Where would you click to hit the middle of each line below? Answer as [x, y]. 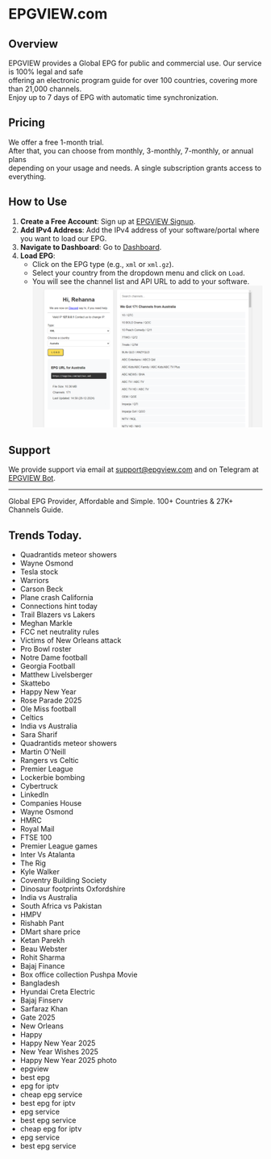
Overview [33, 44]
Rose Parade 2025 [51, 700]
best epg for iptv [48, 1103]
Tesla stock [39, 571]
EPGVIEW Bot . [32, 478]
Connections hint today [59, 606]
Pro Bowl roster [46, 648]
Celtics [32, 717]
